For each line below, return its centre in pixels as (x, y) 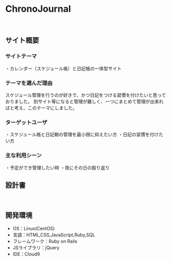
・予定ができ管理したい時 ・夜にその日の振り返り (58, 167)
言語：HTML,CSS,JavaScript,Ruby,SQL (54, 235)
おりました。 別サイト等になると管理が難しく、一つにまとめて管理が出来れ (84, 101)
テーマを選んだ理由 (29, 83)
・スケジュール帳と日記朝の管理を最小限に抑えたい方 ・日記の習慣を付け (82, 135)
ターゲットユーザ (26, 122)
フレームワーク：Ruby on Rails (45, 242)
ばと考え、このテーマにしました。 (41, 107)
